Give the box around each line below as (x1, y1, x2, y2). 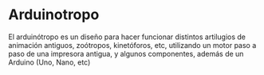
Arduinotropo (8, 6, 100, 24)
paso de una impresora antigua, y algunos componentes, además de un (8, 49, 244, 58)
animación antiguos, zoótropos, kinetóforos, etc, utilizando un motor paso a (8, 40, 257, 49)
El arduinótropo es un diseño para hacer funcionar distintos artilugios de (8, 32, 246, 41)
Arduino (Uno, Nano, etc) (8, 57, 91, 67)
